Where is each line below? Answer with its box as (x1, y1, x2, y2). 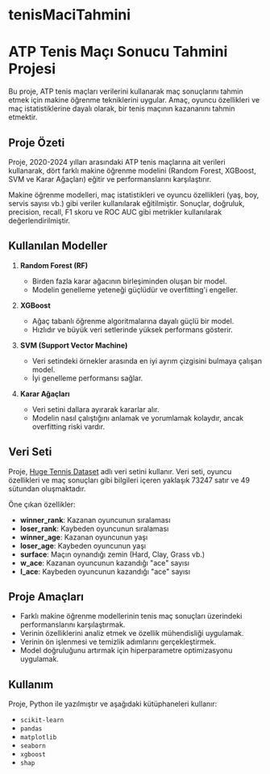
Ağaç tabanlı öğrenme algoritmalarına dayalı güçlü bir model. (31, 316, 235, 326)
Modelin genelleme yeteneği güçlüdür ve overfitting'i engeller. (31, 284, 239, 294)
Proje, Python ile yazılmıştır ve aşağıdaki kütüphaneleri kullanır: (8, 699, 218, 709)
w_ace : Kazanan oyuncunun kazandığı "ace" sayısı (19, 557, 189, 567)
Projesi (8, 60, 56, 78)
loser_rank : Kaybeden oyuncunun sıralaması (19, 524, 169, 533)
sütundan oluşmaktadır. (8, 483, 86, 494)
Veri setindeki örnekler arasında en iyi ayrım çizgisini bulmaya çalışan (31, 355, 262, 365)
